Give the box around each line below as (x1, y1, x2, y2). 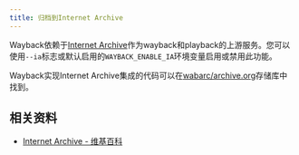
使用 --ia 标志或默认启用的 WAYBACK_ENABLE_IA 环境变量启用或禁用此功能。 (9, 51, 278, 62)
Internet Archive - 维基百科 (22, 136, 123, 147)
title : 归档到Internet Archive (9, 13, 124, 23)
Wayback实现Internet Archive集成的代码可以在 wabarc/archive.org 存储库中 (9, 70, 288, 81)
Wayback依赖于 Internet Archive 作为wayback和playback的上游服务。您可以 (9, 39, 291, 50)
